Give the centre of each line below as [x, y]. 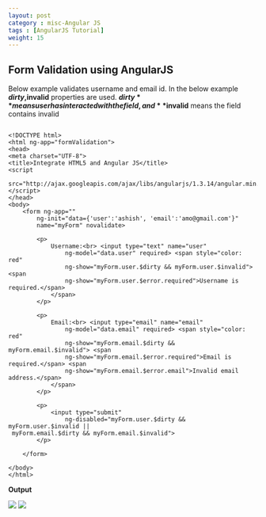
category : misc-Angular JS [55, 23]
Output [20, 490]
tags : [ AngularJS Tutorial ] [56, 30]
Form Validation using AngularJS [91, 69]
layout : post [30, 15]
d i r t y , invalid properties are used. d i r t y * [74, 97]
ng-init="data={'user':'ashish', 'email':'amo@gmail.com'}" [138, 219]
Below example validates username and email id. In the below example [123, 89]
